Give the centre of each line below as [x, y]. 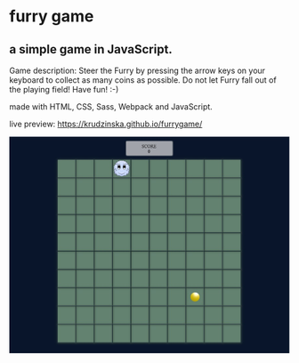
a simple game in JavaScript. [91, 49]
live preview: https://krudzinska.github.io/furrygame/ [106, 124]
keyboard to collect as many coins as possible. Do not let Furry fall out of [143, 80]
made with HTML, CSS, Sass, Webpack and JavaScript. [111, 107]
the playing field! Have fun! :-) [64, 89]
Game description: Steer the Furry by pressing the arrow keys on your [137, 70]
